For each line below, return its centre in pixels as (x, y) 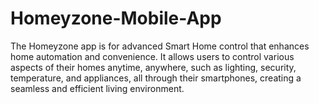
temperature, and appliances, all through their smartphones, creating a (156, 78)
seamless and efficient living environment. (97, 88)
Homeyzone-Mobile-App (116, 18)
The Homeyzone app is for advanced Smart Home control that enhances (160, 46)
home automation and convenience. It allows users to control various (152, 56)
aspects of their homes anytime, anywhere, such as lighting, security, (153, 67)
